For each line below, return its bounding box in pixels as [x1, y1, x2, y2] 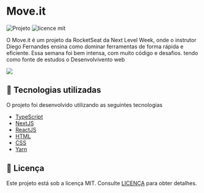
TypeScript [15, 113, 43, 120]
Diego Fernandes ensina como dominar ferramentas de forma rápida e [6, 43, 184, 50]
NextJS [15, 119, 34, 126]
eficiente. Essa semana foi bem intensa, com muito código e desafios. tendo [6, 49, 199, 56]
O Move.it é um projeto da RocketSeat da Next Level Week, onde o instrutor [6, 36, 197, 43]
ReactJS [15, 126, 37, 133]
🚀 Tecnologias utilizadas [6, 85, 101, 95]
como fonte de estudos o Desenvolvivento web [6, 56, 125, 63]
